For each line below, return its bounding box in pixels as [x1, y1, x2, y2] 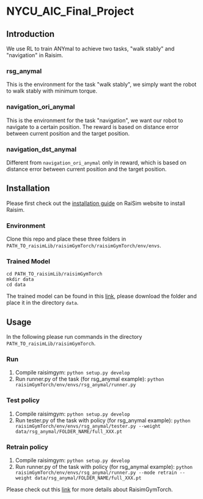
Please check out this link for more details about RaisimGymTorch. [6, 486, 173, 493]
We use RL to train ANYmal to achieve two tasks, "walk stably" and [6, 45, 175, 52]
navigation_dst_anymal [6, 145, 77, 153]
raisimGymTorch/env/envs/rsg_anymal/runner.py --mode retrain [15, 470, 177, 476]
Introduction [6, 29, 55, 39]
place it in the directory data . [6, 299, 79, 306]
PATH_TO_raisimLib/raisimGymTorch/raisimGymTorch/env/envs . [6, 242, 161, 249]
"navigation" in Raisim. [6, 52, 64, 59]
